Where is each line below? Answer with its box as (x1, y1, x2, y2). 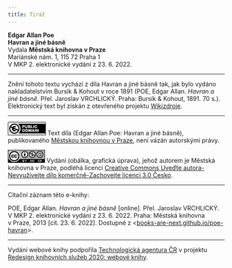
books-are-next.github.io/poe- (136, 219, 224, 227)
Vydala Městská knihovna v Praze (8, 45, 106, 54)
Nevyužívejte (8, 170, 45, 179)
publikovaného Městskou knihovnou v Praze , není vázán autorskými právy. (8, 136, 220, 144)
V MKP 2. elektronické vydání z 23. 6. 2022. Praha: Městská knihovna (8, 211, 205, 219)
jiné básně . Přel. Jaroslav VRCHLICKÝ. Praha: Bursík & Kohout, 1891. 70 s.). (8, 94, 221, 102)
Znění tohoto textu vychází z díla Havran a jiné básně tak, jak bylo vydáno (8, 80, 216, 88)
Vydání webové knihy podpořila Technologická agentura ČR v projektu (8, 245, 207, 254)
